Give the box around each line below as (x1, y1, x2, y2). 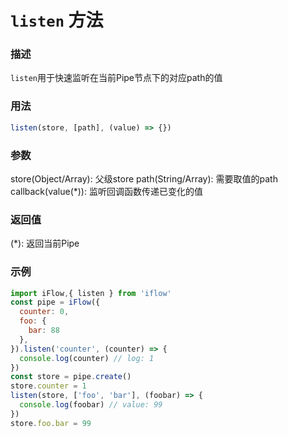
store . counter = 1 (10, 381, 87, 391)
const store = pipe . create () (10, 372, 132, 382)
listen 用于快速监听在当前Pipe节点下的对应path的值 (10, 72, 223, 84)
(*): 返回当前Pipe (10, 237, 80, 250)
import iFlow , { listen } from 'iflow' (10, 288, 172, 298)
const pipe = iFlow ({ (10, 297, 101, 308)
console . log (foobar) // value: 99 (19, 400, 163, 410)
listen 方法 (10, 9, 104, 32)
